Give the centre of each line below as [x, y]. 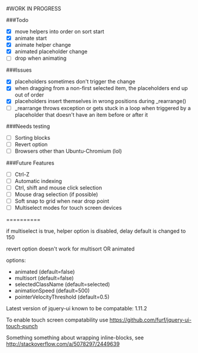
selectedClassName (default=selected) [62, 284]
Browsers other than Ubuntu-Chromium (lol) [68, 151]
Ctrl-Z [22, 174]
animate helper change [43, 45]
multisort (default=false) [44, 278]
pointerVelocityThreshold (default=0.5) [62, 297]
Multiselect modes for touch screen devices [68, 208]
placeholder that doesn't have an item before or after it [81, 114]
